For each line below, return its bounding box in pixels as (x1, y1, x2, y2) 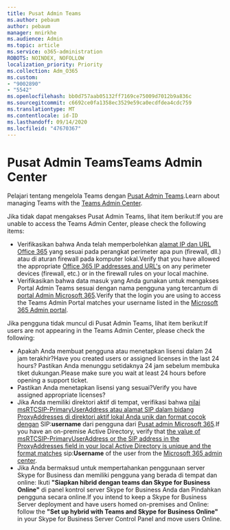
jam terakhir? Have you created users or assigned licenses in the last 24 (16, 354, 220, 362)
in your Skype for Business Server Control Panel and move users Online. (16, 515, 222, 523)
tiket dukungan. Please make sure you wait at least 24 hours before (16, 369, 207, 378)
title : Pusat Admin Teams (7, 10, 81, 17)
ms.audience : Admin (7, 36, 63, 43)
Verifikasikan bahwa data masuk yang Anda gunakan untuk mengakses (16, 277, 220, 285)
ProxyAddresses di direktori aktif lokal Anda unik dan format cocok (16, 413, 206, 421)
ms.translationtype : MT (7, 106, 76, 113)
